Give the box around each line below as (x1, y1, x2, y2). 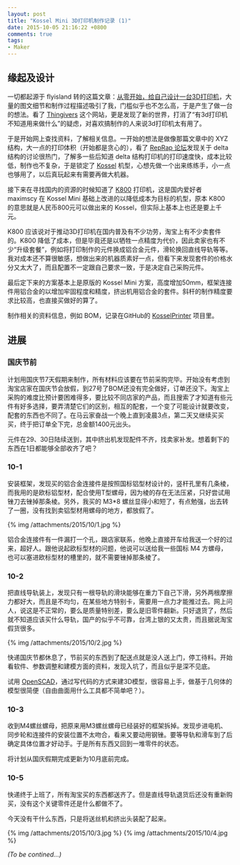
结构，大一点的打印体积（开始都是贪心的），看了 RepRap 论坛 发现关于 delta (7, 143, 229, 152)
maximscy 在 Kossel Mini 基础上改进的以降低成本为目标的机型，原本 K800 (7, 194, 226, 202)
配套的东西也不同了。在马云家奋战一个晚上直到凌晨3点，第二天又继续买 (7, 410, 218, 419)
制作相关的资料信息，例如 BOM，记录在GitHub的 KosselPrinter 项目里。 (7, 311, 219, 320)
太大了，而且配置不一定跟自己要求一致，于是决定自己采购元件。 (19, 262, 208, 272)
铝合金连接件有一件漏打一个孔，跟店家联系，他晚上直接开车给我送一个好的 (7, 535, 226, 543)
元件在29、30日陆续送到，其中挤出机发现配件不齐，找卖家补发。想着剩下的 (7, 435, 230, 443)
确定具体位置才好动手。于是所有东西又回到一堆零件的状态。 (7, 739, 183, 748)
